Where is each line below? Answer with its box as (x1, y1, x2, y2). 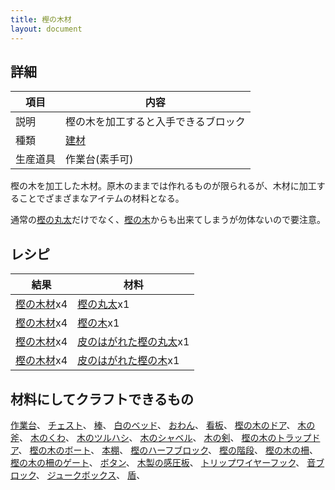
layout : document (10, 24, 83, 34)
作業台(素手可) (65, 152, 134, 166)
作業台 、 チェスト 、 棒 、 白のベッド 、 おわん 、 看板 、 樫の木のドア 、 (10, 419, 296, 431)
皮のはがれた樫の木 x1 (77, 354, 180, 368)
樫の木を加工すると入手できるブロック (65, 115, 246, 129)
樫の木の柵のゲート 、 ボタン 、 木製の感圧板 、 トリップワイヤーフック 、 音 (10, 456, 317, 468)
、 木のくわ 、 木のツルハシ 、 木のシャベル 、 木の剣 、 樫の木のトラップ (19, 431, 312, 443)
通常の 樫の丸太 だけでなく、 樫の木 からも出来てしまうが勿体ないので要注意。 (10, 214, 326, 226)
